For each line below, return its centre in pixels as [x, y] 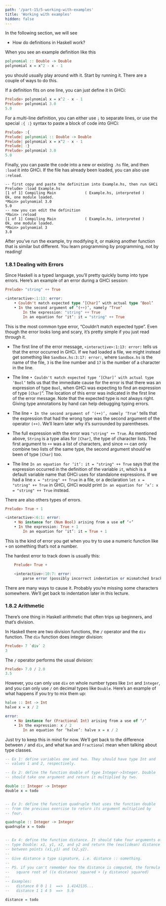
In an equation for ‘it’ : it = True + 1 [65, 532]
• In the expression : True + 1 [46, 527]
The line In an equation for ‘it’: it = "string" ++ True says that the [86, 464]
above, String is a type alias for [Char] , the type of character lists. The [84, 438]
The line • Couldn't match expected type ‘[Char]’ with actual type [83, 377]
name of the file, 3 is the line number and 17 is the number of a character [86, 362]
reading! [14, 252]
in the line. [23, 367]
